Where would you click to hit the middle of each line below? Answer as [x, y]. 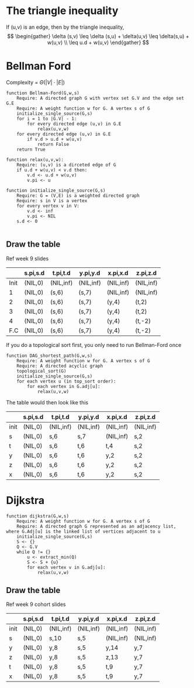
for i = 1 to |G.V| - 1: [47, 118]
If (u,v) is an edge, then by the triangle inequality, [65, 27]
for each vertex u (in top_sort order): [66, 381]
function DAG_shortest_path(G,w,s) [49, 356]
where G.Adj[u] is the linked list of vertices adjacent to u [83, 532]
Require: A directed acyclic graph [60, 366]
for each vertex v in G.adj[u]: [67, 567]
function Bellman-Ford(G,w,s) [43, 93]
